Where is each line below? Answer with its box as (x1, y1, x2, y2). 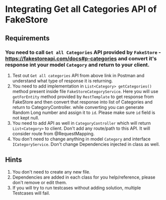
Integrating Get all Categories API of (5, 3, 157, 15)
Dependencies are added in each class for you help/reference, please (12, 174, 156, 180)
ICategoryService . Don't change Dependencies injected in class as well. (12, 141, 160, 147)
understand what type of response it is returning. (12, 78, 113, 84)
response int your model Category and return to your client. (5, 61, 150, 68)
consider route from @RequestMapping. (12, 130, 95, 136)
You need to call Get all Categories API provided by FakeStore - (5, 49, 162, 56)
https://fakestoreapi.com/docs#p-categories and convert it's (5, 55, 157, 62)
